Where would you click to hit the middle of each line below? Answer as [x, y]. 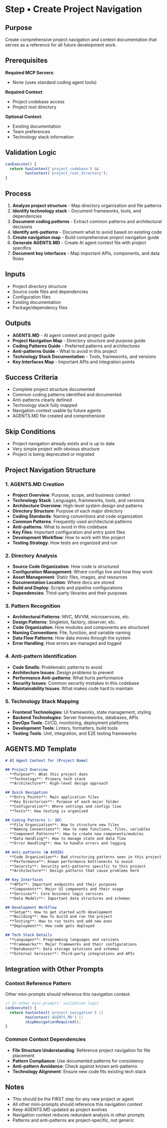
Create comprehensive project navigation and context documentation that [81, 39]
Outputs [18, 323]
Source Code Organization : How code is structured [66, 566]
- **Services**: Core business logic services [54, 894]
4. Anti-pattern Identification [41, 656]
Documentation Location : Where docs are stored [63, 582]
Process [18, 193]
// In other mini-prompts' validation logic [52, 1003]
